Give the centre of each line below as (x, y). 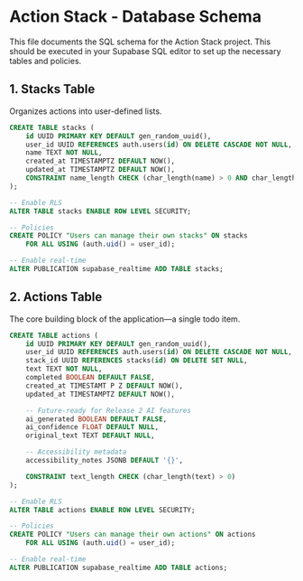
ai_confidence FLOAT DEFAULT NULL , (92, 427)
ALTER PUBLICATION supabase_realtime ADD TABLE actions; (119, 567)
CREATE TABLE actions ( (54, 335)
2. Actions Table (56, 297)
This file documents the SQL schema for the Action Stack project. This (140, 42)
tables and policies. (46, 61)
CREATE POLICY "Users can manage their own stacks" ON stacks (129, 236)
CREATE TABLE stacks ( (52, 127)
